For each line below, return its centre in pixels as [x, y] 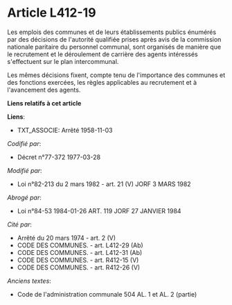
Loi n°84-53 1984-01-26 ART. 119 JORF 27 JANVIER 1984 [99, 211]
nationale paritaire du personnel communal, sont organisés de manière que [114, 47]
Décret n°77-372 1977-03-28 [59, 157]
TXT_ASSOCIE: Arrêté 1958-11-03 [65, 130]
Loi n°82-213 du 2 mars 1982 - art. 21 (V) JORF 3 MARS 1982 [104, 184]
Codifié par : [24, 143]
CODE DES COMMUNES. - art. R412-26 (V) [79, 267]
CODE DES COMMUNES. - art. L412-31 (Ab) [80, 252]
